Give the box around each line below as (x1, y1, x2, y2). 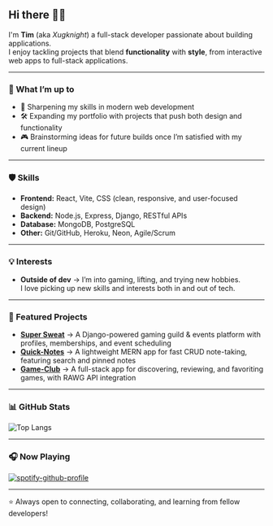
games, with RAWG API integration (19, 373, 136, 382)
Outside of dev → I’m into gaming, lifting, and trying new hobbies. (19, 274, 241, 285)
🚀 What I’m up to (8, 83, 75, 94)
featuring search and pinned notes (19, 355, 136, 365)
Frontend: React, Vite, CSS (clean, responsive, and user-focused (19, 193, 238, 203)
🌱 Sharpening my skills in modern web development (19, 102, 195, 112)
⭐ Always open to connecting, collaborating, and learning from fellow (8, 497, 240, 506)
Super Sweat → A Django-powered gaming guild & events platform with (19, 330, 262, 339)
